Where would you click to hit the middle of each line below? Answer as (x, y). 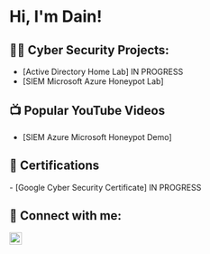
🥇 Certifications (55, 166)
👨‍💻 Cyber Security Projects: (89, 50)
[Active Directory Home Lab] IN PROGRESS (103, 71)
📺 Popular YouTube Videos (87, 111)
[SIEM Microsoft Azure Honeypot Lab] (93, 81)
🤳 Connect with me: (65, 216)
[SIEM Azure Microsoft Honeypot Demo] (97, 136)
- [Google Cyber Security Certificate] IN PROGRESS (105, 187)
